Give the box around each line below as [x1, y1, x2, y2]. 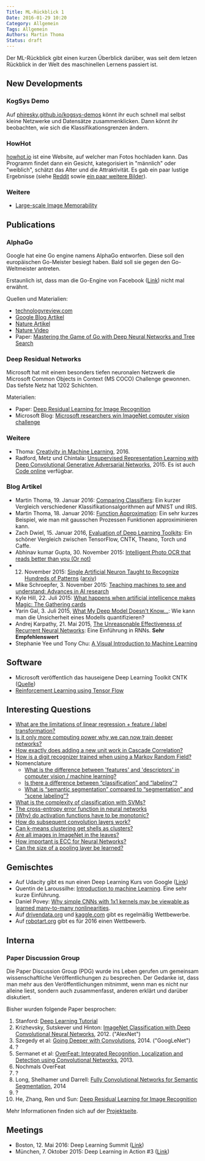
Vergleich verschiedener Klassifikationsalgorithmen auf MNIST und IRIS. [15, 503, 198, 510]
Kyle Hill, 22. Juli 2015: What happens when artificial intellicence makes [15, 594, 196, 601]
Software [6, 657, 42, 668]
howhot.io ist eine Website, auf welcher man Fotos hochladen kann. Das [6, 153, 188, 160]
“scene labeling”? [24, 792, 69, 800]
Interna [6, 935, 35, 945]
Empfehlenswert [15, 633, 59, 640]
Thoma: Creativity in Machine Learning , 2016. [15, 448, 130, 455]
